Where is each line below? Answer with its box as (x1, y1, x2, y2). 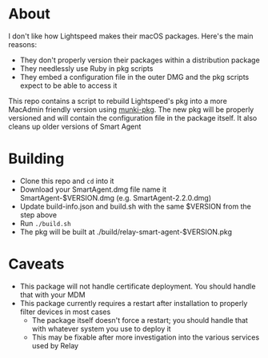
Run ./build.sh (19, 218, 71, 228)
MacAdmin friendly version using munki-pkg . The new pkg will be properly (8, 105, 254, 114)
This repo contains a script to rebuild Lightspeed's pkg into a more (8, 96, 228, 105)
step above (19, 209, 58, 220)
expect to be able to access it (19, 81, 118, 90)
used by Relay (31, 340, 78, 350)
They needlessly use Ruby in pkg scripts (19, 63, 154, 73)
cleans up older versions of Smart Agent (8, 121, 142, 131)
